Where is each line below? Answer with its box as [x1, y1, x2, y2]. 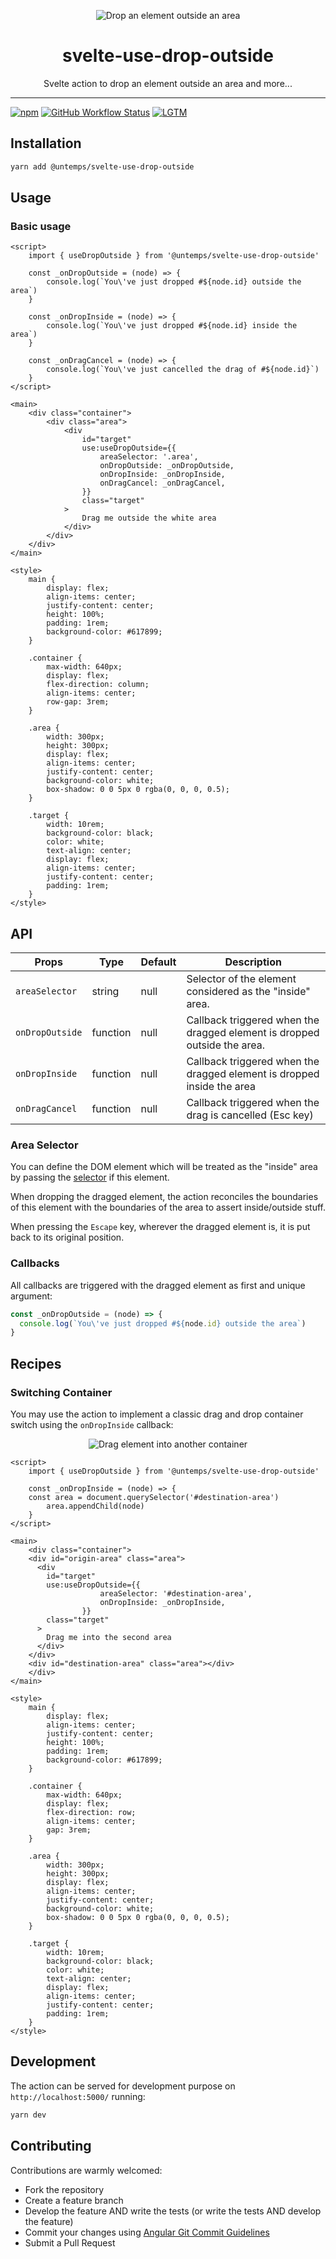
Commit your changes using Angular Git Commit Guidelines [24, 2226, 270, 2238]
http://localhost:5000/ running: [10, 2090, 146, 2102]
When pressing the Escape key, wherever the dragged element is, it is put [10, 1221, 311, 1233]
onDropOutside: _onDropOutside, [99, 461, 235, 471]
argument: [10, 1290, 53, 1302]
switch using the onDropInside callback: [10, 1419, 174, 1431]
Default [140, 955, 177, 969]
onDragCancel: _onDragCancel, [99, 478, 226, 489]
